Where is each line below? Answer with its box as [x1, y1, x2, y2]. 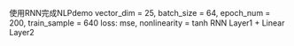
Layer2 [9, 27, 35, 37]
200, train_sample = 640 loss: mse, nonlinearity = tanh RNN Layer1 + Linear [9, 18, 285, 28]
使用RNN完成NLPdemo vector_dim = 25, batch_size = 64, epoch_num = [9, 8, 271, 18]
